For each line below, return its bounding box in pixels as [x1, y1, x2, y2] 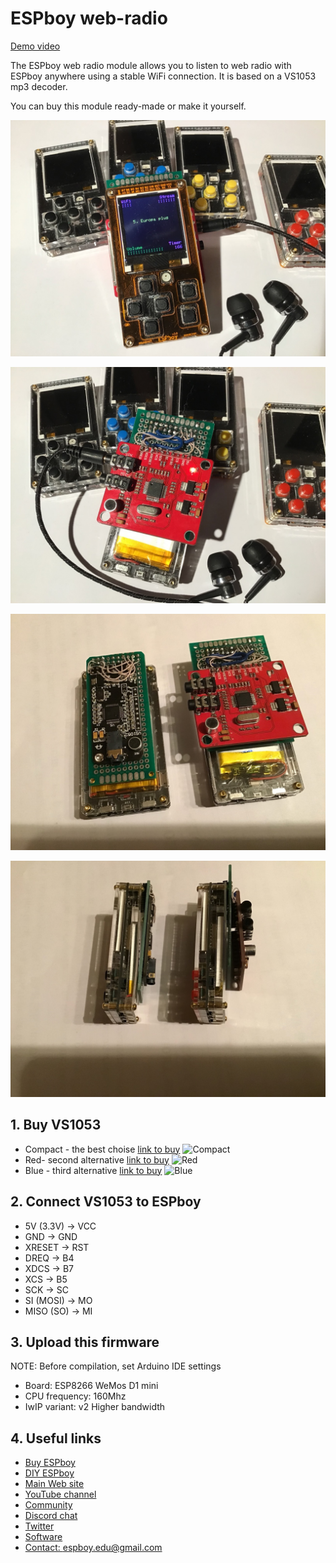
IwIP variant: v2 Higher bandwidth [24, 1401, 166, 1413]
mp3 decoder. [10, 80, 68, 92]
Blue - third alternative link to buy [24, 1164, 163, 1176]
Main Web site [24, 1478, 85, 1490]
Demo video [10, 40, 61, 52]
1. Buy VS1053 [10, 1117, 102, 1134]
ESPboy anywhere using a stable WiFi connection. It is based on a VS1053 [10, 70, 317, 82]
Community [24, 1499, 73, 1511]
